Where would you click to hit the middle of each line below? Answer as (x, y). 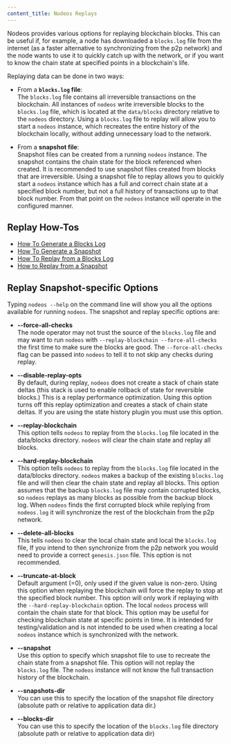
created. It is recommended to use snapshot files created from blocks (117, 169)
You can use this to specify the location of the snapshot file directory (115, 698)
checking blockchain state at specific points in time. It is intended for (115, 620)
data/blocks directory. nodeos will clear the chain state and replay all (114, 440)
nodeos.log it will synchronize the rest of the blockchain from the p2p (115, 512)
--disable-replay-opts (49, 375)
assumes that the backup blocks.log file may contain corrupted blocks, (119, 490)
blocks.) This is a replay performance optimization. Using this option (114, 398)
